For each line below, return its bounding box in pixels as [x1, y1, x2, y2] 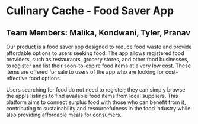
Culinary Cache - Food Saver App [6, 4, 174, 18]
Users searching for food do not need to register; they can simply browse [6, 86, 186, 93]
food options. [28, 75, 62, 81]
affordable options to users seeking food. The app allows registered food [6, 50, 184, 57]
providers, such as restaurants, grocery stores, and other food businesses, [6, 56, 189, 63]
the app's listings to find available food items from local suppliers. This [6, 93, 178, 99]
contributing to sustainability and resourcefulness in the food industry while [6, 105, 191, 112]
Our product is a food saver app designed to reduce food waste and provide [6, 43, 192, 50]
